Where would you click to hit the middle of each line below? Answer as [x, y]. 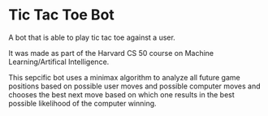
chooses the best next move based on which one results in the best [122, 94]
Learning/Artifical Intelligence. [59, 62]
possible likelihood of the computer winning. [82, 103]
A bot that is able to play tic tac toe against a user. [92, 37]
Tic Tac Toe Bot [62, 15]
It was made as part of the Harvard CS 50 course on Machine [111, 53]
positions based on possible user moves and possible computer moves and [134, 86]
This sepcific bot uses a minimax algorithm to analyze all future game [125, 77]
